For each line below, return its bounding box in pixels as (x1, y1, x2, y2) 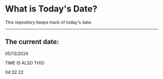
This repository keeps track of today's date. (5, 19, 93, 25)
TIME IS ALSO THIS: (5, 60, 45, 66)
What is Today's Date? (5, 3, 98, 14)
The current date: (5, 38, 59, 46)
